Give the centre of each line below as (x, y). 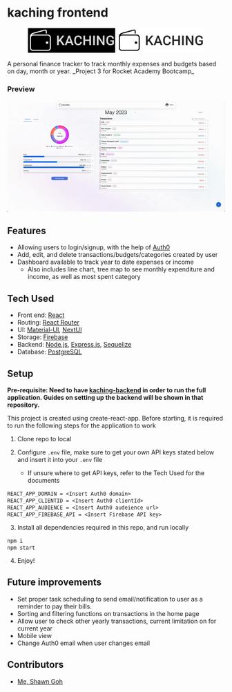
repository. (23, 405)
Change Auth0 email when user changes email (84, 643)
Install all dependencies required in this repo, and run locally (103, 528)
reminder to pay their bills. (54, 606)
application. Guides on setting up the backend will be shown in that (105, 398)
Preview (21, 89)
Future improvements (55, 583)
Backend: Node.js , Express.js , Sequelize (74, 345)
